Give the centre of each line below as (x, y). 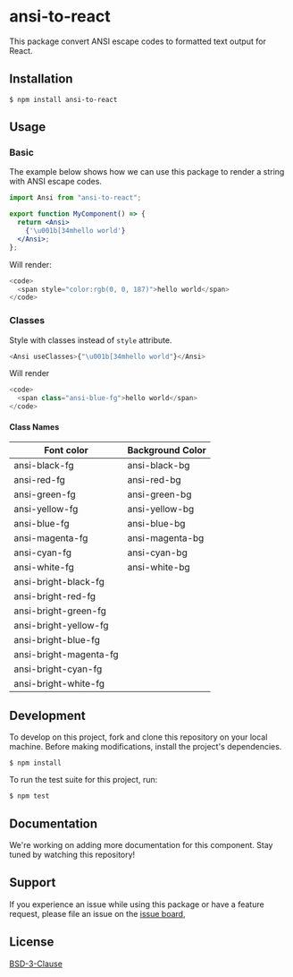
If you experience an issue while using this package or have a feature (137, 904)
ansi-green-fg (45, 494)
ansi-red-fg (39, 480)
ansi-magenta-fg (51, 538)
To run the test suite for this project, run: (84, 780)
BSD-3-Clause (36, 964)
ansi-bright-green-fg (60, 611)
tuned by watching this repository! (72, 854)
